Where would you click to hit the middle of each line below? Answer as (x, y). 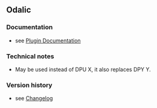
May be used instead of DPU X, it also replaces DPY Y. (83, 69)
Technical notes (30, 56)
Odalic (19, 10)
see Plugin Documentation (48, 40)
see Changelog (34, 98)
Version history (29, 85)
